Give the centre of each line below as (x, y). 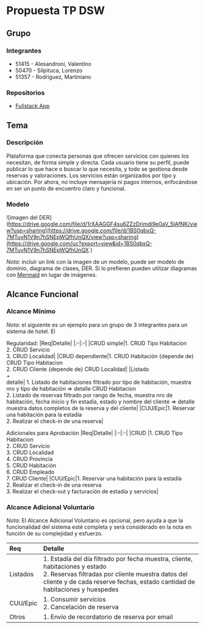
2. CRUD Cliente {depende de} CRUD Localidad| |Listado (78, 369)
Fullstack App (32, 106)
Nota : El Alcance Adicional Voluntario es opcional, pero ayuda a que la (95, 521)
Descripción (25, 142)
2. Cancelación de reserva (81, 607)
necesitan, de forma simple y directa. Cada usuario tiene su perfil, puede (98, 162)
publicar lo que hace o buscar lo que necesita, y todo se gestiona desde (97, 169)
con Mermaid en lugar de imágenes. (52, 275)
